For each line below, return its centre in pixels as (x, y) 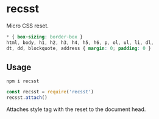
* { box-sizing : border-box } (45, 37)
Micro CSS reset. (27, 26)
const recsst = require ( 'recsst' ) (50, 92)
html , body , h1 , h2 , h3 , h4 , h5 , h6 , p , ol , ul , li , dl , (80, 42)
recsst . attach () (27, 98)
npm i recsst (23, 81)
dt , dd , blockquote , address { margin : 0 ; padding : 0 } (79, 48)
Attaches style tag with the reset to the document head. (76, 109)
